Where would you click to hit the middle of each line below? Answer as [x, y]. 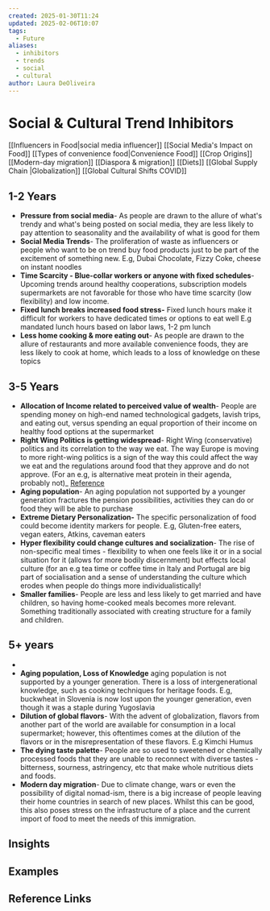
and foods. [38, 776]
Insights [29, 844]
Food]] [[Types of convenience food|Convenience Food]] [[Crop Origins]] [130, 154]
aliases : [23, 46]
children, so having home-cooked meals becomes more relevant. [128, 603]
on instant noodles [51, 267]
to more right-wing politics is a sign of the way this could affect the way [139, 458]
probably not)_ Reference [62, 483]
